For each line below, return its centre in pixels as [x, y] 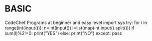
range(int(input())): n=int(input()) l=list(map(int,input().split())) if [70, 27]
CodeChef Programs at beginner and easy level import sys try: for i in [76, 22]
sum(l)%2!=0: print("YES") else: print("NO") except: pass [63, 33]
